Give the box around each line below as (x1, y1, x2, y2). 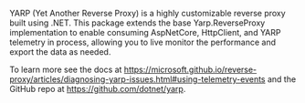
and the (267, 74, 297, 85)
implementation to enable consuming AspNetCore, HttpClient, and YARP (9, 27, 281, 37)
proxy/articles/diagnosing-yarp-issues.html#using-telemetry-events (9, 74, 266, 85)
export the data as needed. (9, 46, 111, 57)
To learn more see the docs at (9, 64, 122, 75)
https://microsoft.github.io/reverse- (123, 64, 258, 75)
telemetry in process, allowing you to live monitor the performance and (9, 36, 277, 47)
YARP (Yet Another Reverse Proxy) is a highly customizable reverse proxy (9, 8, 286, 18)
